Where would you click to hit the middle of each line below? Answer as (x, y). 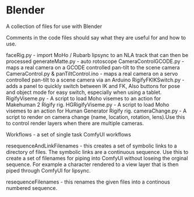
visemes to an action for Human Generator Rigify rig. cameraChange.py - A (96, 111)
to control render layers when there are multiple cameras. (75, 123)
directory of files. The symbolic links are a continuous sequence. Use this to (97, 152)
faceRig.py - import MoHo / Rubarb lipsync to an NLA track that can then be (97, 55)
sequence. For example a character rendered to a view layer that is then (92, 164)
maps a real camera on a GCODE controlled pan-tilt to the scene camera (93, 67)
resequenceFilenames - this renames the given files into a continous (88, 182)
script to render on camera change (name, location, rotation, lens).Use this (96, 117)
